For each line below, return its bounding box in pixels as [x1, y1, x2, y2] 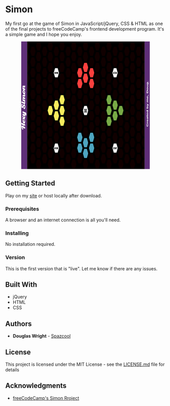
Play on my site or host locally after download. [5, 192, 102, 198]
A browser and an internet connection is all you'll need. [5, 217, 121, 223]
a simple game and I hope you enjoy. [5, 31, 82, 37]
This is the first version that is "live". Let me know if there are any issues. [5, 265, 158, 271]
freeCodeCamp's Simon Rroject [12, 395, 79, 401]
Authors [5, 319, 32, 328]
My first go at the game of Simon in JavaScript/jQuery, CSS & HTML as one [5, 20, 163, 27]
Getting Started [5, 179, 55, 188]
